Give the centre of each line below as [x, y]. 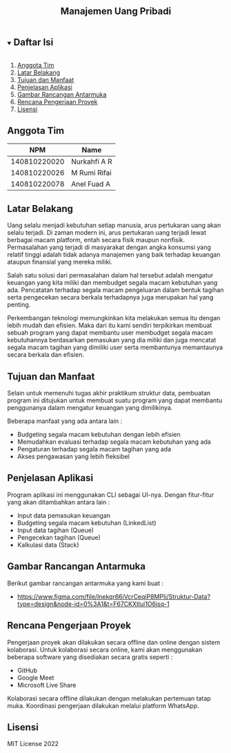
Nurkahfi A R [92, 162]
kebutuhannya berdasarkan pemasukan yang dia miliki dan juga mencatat [112, 340]
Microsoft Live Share [47, 685]
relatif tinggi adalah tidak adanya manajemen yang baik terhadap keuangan [114, 255]
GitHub [27, 670]
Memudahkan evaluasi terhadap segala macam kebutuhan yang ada [114, 442]
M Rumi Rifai [91, 173]
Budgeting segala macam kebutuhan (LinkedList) [87, 522]
